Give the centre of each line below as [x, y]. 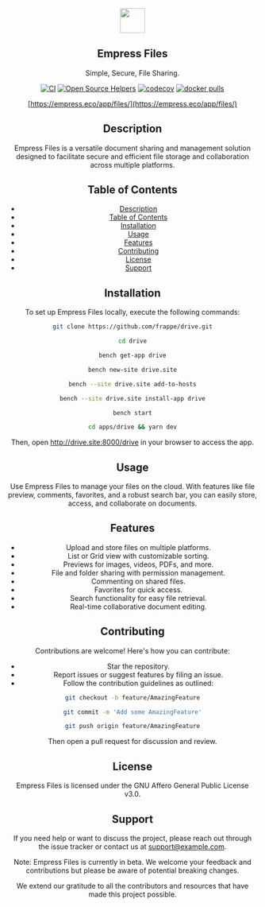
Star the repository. [138, 666]
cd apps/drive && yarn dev [132, 427]
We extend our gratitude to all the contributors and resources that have [132, 886]
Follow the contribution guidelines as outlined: [138, 683]
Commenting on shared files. [138, 581]
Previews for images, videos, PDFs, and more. [138, 564]
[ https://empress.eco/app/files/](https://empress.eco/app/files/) [132, 103]
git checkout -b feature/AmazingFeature [132, 698]
